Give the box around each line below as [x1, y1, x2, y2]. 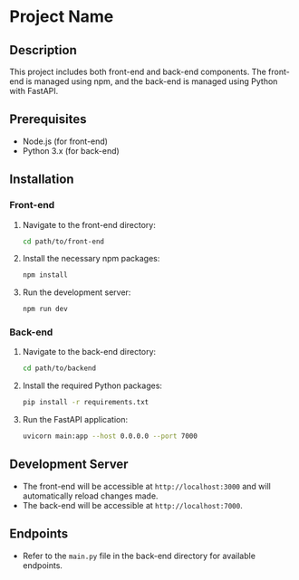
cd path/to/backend [22, 364, 97, 373]
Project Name [9, 6, 114, 27]
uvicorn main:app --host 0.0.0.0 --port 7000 [22, 432, 198, 441]
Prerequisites [9, 111, 87, 128]
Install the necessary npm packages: [22, 253, 160, 264]
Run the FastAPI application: [22, 414, 129, 425]
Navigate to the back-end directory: [22, 347, 157, 357]
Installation [9, 172, 74, 187]
